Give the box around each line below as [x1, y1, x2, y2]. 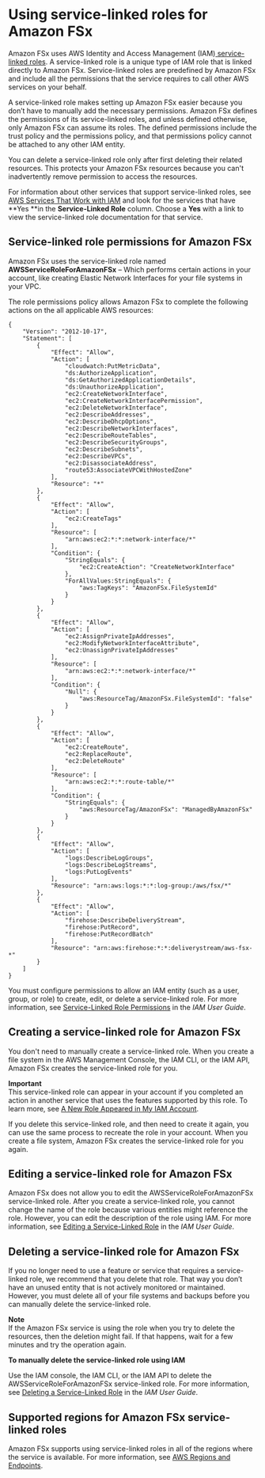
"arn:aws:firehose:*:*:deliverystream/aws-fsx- [93, 944, 253, 952]
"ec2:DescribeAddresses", [64, 410, 150, 419]
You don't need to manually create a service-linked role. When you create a [8, 1047, 255, 1056]
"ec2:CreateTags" [64, 515, 123, 522]
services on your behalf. [8, 82, 87, 92]
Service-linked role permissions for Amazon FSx [8, 235, 252, 249]
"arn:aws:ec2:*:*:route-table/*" [64, 777, 176, 785]
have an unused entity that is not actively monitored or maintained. [8, 1282, 225, 1292]
